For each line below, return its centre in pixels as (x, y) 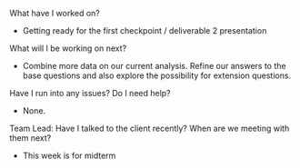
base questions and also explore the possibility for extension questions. (157, 75)
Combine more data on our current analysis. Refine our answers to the (154, 66)
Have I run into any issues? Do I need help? (90, 93)
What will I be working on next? (68, 48)
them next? (30, 138)
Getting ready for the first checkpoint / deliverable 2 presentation (145, 30)
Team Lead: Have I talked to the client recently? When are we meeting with (150, 128)
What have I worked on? (55, 13)
